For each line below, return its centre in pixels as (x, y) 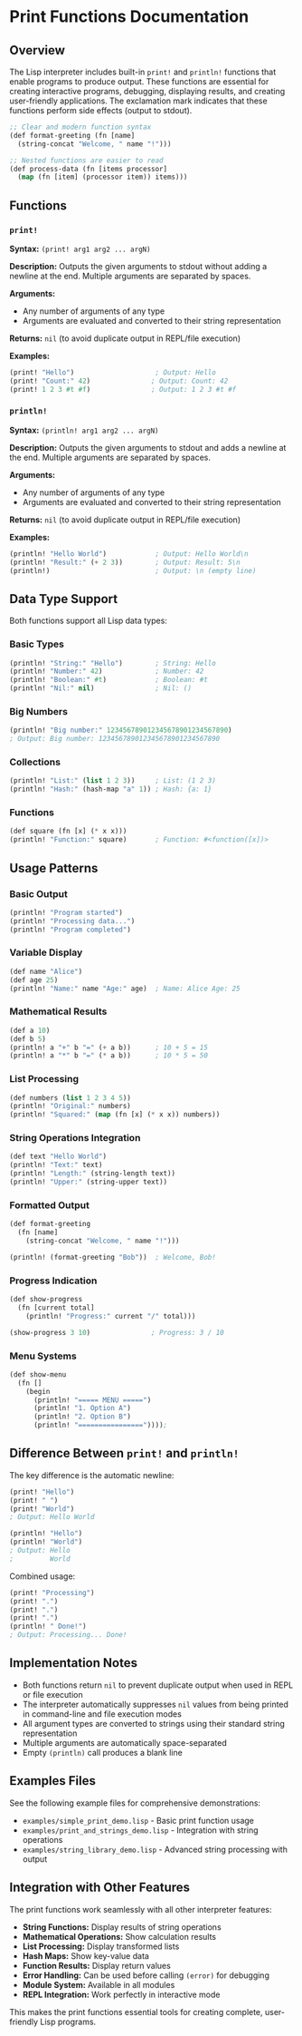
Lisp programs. (68, 2021)
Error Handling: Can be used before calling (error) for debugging (146, 1975)
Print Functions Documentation (129, 17)
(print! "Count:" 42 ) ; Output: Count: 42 (119, 381)
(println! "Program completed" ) (70, 930)
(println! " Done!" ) (48, 1627)
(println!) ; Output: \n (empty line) (133, 570)
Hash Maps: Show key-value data (85, 1955)
